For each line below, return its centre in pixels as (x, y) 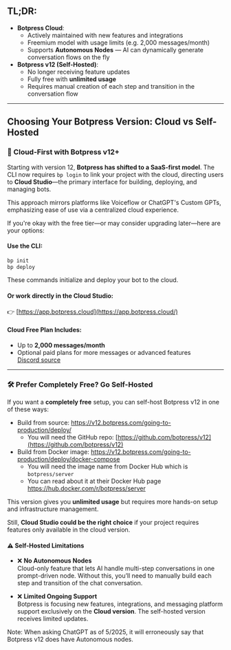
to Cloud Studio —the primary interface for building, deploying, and (102, 182)
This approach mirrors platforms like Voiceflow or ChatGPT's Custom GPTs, (114, 202)
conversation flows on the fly (68, 57)
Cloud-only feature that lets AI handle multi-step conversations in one (116, 568)
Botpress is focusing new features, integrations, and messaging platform (120, 604)
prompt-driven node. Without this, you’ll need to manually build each (114, 576)
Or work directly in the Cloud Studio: (60, 296)
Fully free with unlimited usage (72, 79)
